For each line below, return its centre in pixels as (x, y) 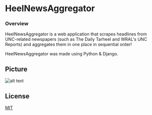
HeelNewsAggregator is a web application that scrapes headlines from (76, 34)
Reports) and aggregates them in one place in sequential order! (69, 45)
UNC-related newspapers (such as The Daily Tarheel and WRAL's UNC (76, 39)
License (17, 96)
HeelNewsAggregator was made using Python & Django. (62, 54)
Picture (16, 69)
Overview (17, 24)
